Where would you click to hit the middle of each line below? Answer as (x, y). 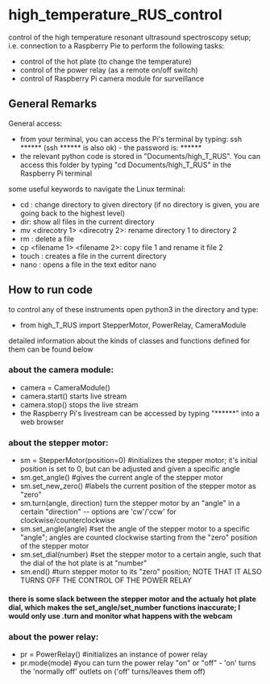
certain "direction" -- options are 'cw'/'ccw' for (98, 512)
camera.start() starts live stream (73, 396)
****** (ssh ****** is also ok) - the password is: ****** (111, 148)
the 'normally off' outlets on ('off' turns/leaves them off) (112, 672)
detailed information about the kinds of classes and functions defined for (129, 340)
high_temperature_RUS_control (116, 15)
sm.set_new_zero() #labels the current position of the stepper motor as (138, 486)
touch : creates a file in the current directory (93, 256)
